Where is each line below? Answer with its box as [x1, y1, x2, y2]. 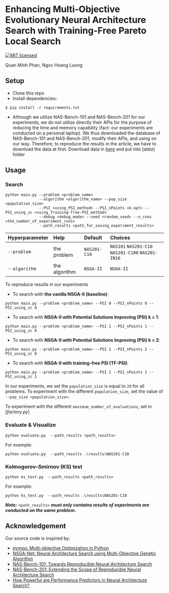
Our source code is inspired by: [5, 535, 70, 541]
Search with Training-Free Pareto [5, 25, 147, 36]
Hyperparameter [8, 234, 49, 241]
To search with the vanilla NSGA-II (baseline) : [12, 291, 109, 298]
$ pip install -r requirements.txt [5, 105, 80, 110]
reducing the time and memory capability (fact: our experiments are [12, 124, 153, 130]
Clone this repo [12, 90, 44, 96]
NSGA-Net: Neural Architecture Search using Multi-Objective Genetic [12, 550, 156, 556]
